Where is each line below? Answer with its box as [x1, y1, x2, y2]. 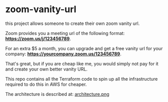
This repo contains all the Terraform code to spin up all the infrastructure [5, 76, 158, 82]
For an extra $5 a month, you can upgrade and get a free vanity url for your [5, 45, 163, 51]
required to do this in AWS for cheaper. [5, 81, 87, 87]
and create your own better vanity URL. [5, 66, 88, 72]
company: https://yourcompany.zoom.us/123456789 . [5, 51, 122, 57]
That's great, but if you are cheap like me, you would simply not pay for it [5, 60, 159, 66]
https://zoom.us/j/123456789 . [5, 36, 71, 42]
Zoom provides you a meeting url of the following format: [5, 30, 125, 36]
